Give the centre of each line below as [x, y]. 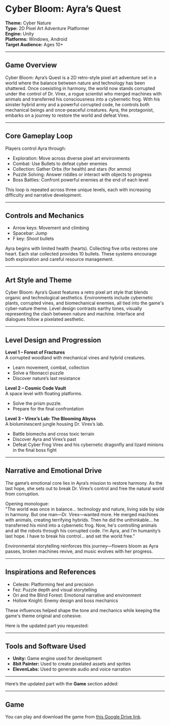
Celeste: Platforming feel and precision [53, 584]
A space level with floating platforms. [44, 393]
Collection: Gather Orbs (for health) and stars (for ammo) [72, 169]
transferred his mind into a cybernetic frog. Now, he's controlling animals [81, 525]
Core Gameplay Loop [39, 136]
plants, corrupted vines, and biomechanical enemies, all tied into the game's [85, 303]
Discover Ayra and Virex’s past [45, 439]
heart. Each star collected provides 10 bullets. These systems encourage [81, 254]
